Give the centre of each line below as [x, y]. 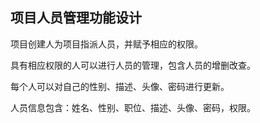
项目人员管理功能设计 [76, 18]
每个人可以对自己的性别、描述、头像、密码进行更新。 [120, 86]
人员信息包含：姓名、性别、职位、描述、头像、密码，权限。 [133, 107]
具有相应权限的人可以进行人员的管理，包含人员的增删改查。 [133, 65]
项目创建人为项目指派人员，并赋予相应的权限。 [106, 44]
